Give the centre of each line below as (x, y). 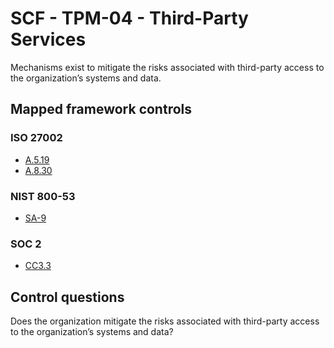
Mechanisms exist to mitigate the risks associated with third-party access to (167, 67)
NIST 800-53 (43, 196)
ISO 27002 (36, 138)
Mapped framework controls (101, 109)
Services (48, 39)
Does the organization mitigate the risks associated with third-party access (165, 321)
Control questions (67, 297)
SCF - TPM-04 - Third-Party (129, 18)
